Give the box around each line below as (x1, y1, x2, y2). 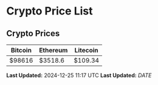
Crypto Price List (6, 4, 93, 18)
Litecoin (74, 46, 98, 54)
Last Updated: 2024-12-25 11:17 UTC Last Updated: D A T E (6, 72, 152, 79)
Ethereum (39, 46, 68, 54)
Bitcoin (10, 46, 32, 54)
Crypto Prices (6, 28, 60, 39)
